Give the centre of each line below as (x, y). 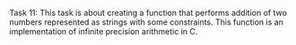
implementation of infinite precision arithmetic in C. (104, 31)
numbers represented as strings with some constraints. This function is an (147, 22)
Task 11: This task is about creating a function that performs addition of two (148, 13)
